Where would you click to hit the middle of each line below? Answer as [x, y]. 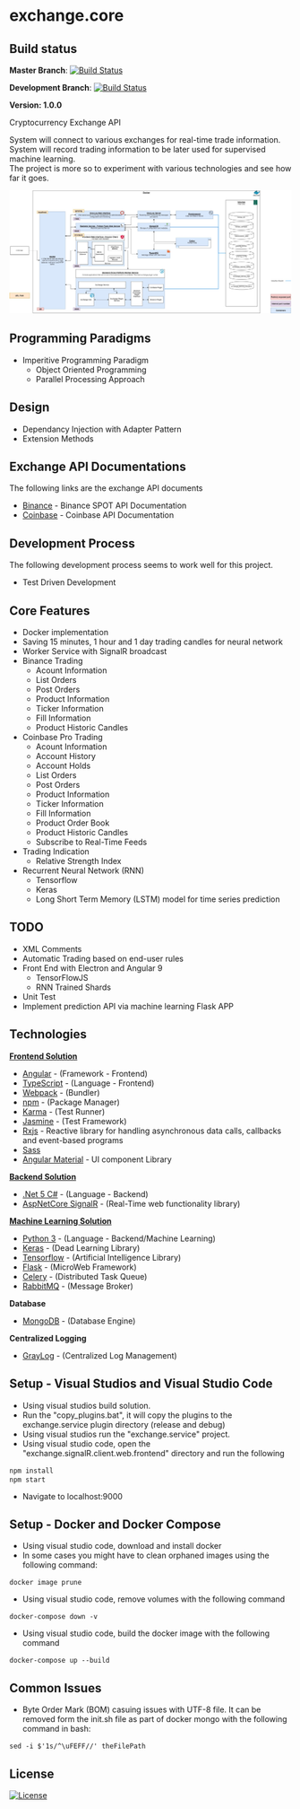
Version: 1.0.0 [36, 105]
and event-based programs [73, 1140]
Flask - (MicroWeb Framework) [79, 1267]
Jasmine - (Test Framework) [74, 1121]
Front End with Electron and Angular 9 [92, 968]
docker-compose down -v [54, 1617]
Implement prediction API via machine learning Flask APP [128, 1006]
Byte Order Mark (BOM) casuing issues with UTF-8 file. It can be [141, 1709]
